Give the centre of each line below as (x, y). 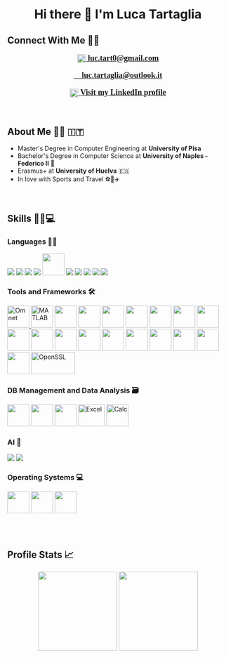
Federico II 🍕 (36, 164)
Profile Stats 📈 (41, 555)
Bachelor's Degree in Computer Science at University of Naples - (113, 156)
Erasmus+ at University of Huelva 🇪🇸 (73, 171)
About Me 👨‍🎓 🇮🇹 (46, 132)
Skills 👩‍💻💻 (31, 218)
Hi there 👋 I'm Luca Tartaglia (118, 14)
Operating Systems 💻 (46, 477)
